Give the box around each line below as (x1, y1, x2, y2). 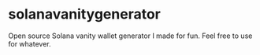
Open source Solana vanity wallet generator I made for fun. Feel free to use (8, 31, 253, 40)
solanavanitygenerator (8, 5, 162, 23)
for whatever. (8, 39, 51, 48)
